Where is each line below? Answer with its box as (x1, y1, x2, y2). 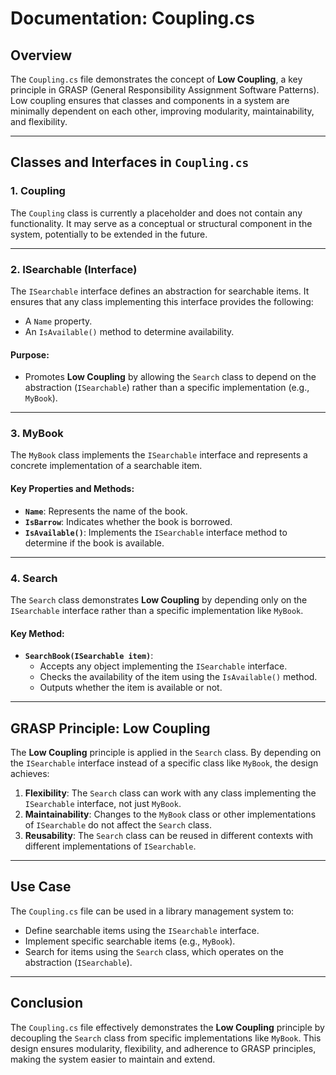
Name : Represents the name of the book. (24, 505, 188, 517)
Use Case (10, 878, 72, 896)
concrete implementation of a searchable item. (10, 460, 203, 472)
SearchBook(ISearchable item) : (24, 650, 154, 662)
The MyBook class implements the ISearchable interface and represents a (10, 449, 308, 461)
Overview (10, 47, 73, 64)
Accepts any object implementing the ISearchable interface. (39, 660, 288, 672)
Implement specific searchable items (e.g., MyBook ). (24, 935, 236, 947)
